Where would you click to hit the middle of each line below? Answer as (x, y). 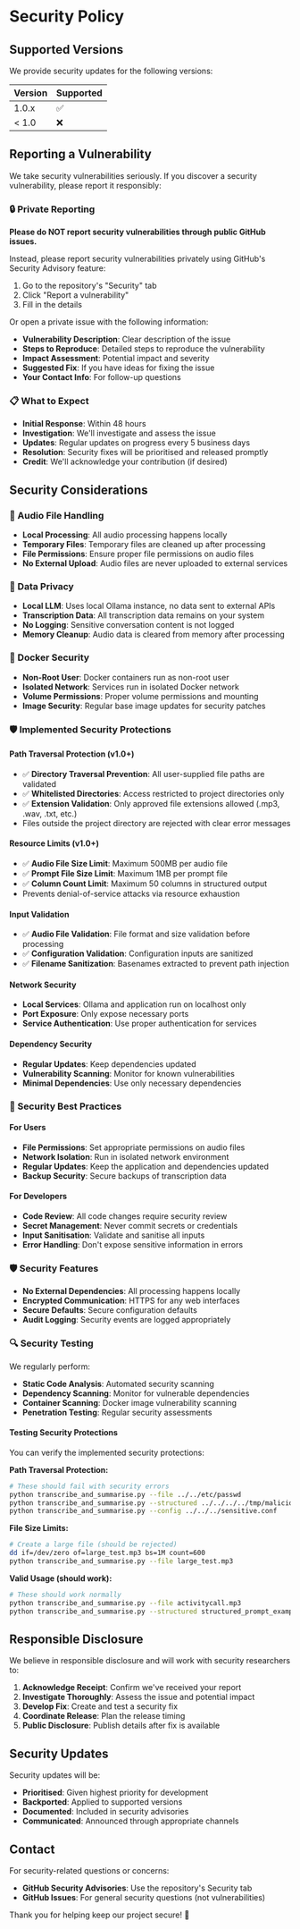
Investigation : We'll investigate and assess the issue (119, 433)
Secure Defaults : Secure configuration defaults (110, 1310)
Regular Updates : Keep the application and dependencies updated (146, 1166)
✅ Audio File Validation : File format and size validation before (136, 934)
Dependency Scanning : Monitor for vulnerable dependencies (136, 1393)
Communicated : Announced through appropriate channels (130, 1821)
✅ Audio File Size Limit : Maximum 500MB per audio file (125, 864)
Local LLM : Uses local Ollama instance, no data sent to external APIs (149, 606)
